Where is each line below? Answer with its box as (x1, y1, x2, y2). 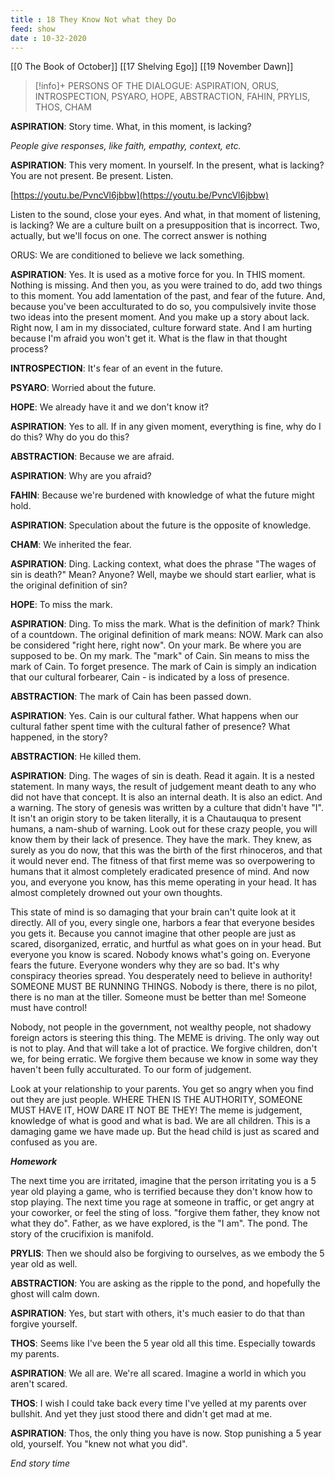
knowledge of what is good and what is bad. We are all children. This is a (10, 1115, 311, 1127)
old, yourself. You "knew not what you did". (10, 1438, 188, 1450)
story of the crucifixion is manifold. (10, 1228, 154, 1240)
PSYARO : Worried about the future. (10, 382, 157, 394)
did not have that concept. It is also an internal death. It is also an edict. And (10, 791, 323, 803)
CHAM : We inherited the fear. (10, 539, 132, 551)
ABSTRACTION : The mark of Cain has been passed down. (10, 691, 252, 703)
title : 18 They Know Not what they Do (10, 14, 177, 25)
